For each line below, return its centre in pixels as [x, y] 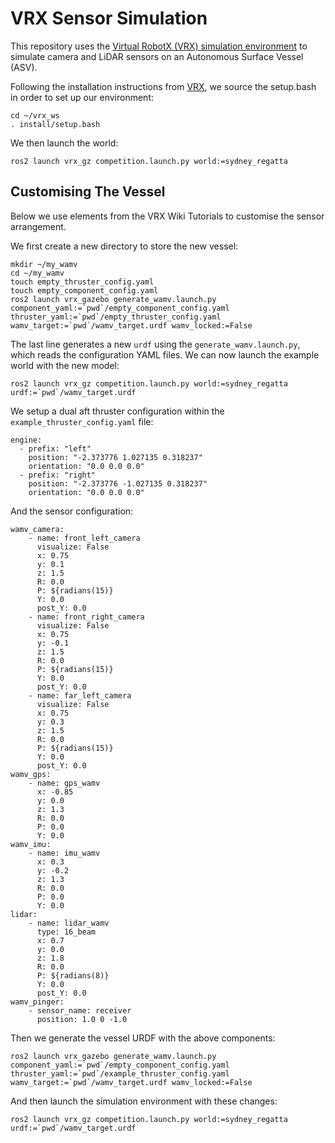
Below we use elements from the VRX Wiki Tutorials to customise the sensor [167, 216]
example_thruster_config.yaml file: [82, 421]
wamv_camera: [37, 529]
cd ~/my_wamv [37, 273]
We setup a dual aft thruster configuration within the [117, 411]
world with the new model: [65, 365]
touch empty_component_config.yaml [84, 290]
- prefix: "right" [58, 475]
